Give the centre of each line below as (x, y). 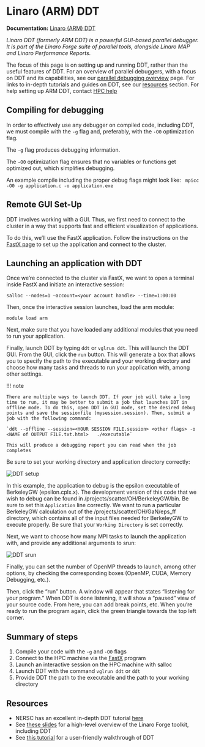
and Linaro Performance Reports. (49, 53)
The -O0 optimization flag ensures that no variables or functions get (91, 162)
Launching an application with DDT (74, 263)
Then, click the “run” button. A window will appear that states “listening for (100, 592)
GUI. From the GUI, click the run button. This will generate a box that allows (101, 355)
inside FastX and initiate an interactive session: (65, 284)
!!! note (15, 386)
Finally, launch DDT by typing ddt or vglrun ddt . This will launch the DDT (98, 348)
